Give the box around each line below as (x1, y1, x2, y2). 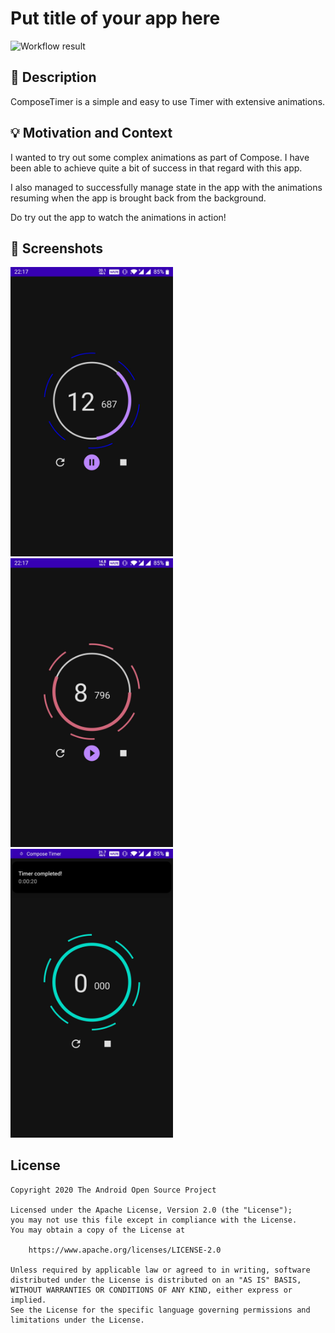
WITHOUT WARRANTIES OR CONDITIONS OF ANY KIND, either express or (10, 1285, 293, 1295)
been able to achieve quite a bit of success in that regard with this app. (10, 162, 303, 174)
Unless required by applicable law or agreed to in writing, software (10, 1265, 311, 1275)
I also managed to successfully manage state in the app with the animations (10, 181, 323, 193)
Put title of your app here (10, 7, 221, 30)
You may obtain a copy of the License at (10, 1225, 186, 1235)
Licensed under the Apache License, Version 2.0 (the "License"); (10, 1205, 293, 1215)
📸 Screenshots (10, 240, 104, 257)
